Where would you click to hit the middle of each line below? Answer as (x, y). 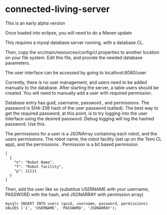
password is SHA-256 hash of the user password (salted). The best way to (82, 108)
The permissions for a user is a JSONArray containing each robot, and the (81, 133)
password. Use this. (26, 124)
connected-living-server (58, 9)
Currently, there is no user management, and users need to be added (76, 82)
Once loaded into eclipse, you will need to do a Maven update (69, 33)
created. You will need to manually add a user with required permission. (79, 93)
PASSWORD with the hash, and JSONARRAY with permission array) (74, 194)
